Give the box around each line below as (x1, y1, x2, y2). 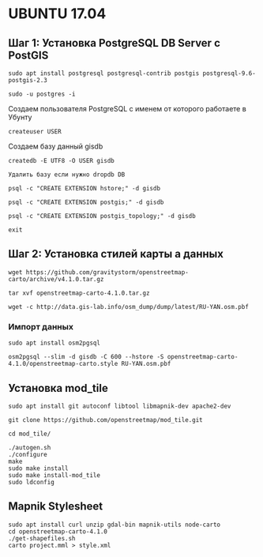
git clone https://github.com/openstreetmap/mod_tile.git (8, 416, 203, 423)
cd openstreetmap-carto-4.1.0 (8, 527, 108, 536)
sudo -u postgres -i (8, 90, 77, 98)
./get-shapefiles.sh (8, 534, 77, 542)
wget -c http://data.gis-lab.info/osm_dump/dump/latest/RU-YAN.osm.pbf (8, 303, 249, 310)
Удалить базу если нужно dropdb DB (8, 171, 126, 179)
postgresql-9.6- (202, 70, 257, 77)
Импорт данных (8, 321, 73, 332)
